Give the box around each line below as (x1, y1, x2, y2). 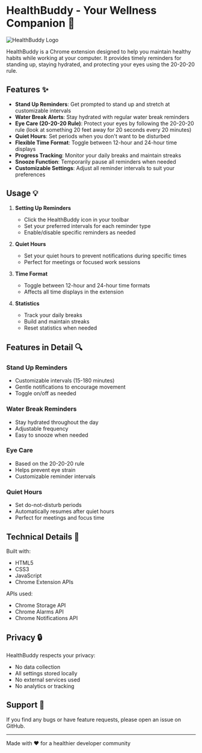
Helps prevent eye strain (14, 466, 76, 473)
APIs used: (6, 590, 33, 597)
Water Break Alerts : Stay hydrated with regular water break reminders (14, 113, 189, 120)
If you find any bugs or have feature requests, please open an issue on (6, 716, 182, 723)
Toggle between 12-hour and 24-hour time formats (23, 281, 150, 289)
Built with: (6, 547, 31, 555)
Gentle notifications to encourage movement (14, 383, 126, 391)
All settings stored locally (14, 669, 78, 677)
